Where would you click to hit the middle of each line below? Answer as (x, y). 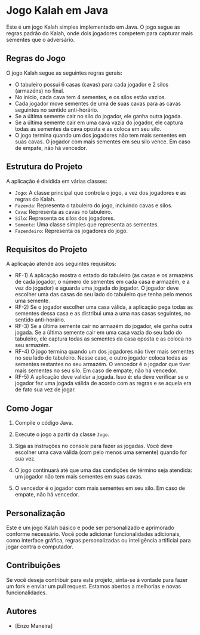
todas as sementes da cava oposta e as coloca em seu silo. (88, 128)
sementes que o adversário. (41, 39)
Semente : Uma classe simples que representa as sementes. (87, 224)
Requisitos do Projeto (47, 249)
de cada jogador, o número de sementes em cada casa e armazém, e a (102, 282)
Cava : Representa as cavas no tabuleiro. (63, 211)
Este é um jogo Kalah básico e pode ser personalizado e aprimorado (90, 527)
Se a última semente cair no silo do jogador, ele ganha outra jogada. (99, 116)
